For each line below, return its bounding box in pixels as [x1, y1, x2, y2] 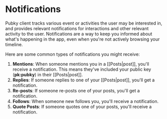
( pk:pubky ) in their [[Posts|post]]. [12, 71, 83, 77]
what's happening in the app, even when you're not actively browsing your [5, 36, 160, 42]
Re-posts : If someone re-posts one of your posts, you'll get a [12, 87, 140, 93]
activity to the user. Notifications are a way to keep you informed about [5, 31, 152, 37]
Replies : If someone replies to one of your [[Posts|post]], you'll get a [12, 77, 155, 83]
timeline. [5, 41, 23, 47]
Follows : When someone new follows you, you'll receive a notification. [12, 98, 159, 104]
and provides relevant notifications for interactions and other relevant [5, 25, 149, 31]
